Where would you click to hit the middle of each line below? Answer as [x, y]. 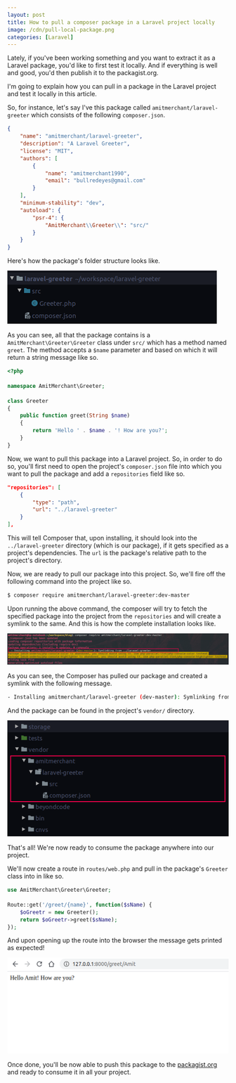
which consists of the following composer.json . [98, 115]
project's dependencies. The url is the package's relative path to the [107, 553]
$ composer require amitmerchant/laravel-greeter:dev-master [99, 595]
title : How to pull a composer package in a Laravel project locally [111, 22]
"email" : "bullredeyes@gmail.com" [95, 181]
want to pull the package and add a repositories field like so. [96, 474]
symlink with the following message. [60, 683]
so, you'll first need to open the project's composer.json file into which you [114, 466]
